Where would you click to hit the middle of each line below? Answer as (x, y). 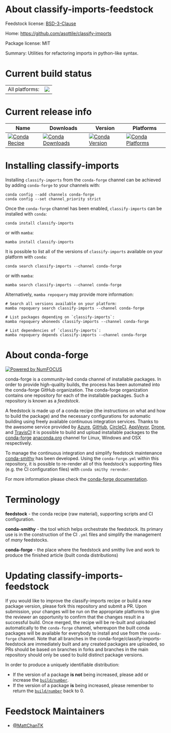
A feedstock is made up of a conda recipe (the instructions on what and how (85, 411)
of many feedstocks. (27, 540)
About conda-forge (47, 355)
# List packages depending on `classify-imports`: (60, 317)
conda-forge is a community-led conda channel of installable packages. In (83, 379)
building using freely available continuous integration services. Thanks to (82, 421)
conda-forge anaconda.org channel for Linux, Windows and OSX (73, 438)
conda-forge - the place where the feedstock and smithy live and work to (82, 550)
